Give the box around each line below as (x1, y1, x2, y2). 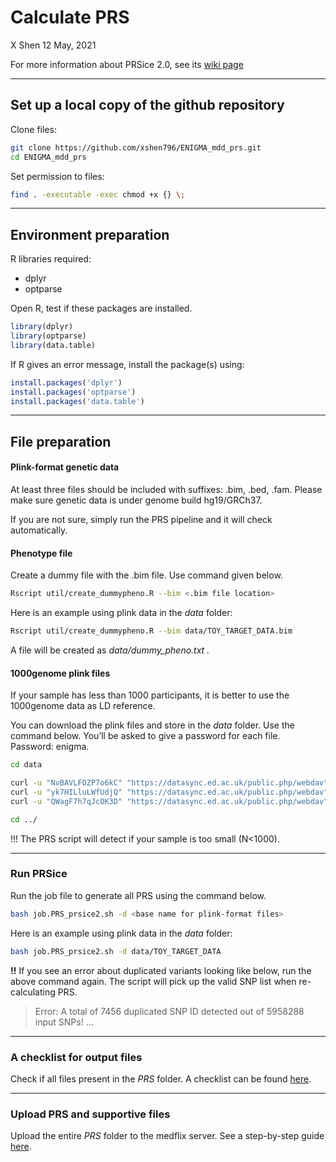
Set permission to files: (10, 170, 105, 182)
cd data (10, 760, 43, 770)
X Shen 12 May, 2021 (10, 39, 97, 51)
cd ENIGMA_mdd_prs (10, 152, 87, 162)
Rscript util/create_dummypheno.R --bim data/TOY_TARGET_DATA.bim (10, 626, 293, 636)
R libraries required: (10, 253, 92, 265)
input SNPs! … (34, 1016, 94, 1028)
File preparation (10, 433, 112, 450)
